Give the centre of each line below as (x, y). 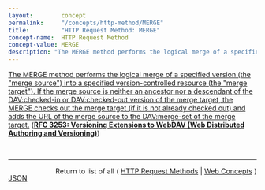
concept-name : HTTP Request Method (68, 37)
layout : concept (47, 15)
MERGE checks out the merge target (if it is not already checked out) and (127, 108)
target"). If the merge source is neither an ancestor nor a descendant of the (131, 91)
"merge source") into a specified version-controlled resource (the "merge (128, 83)
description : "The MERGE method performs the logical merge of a (118, 52)
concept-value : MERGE (44, 45)
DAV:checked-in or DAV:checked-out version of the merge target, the (121, 100)
